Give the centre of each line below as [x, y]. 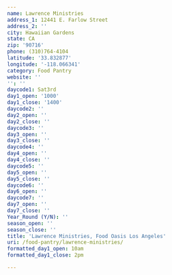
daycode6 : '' [26, 185]
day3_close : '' [29, 141]
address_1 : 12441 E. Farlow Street [58, 20]
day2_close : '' [29, 121]
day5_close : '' [29, 179]
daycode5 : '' [26, 166]
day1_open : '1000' [33, 96]
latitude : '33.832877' [39, 58]
